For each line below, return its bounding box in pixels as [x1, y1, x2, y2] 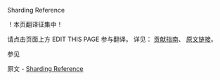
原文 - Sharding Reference [7, 65, 84, 72]
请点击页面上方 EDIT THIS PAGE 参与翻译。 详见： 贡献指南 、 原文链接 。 [7, 35, 218, 43]
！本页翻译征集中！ [7, 20, 63, 29]
